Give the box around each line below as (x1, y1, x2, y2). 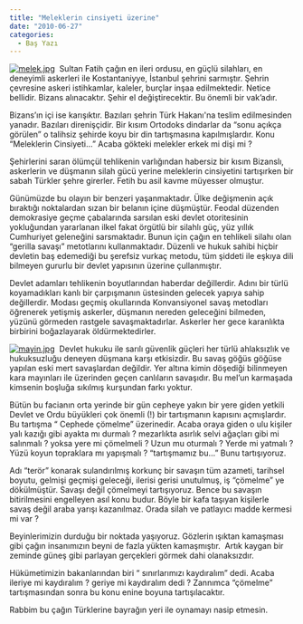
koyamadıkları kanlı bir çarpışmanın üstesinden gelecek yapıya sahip (9, 287, 265, 299)
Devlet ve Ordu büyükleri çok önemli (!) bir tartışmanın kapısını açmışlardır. (9, 409, 287, 420)
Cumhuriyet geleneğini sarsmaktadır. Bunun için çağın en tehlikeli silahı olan (9, 232, 292, 243)
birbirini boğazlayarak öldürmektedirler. (9, 326, 156, 337)
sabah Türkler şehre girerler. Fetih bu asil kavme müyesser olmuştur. (9, 176, 264, 187)
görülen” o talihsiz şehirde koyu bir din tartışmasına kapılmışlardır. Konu (9, 129, 276, 140)
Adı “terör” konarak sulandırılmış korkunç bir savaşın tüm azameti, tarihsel (9, 466, 285, 476)
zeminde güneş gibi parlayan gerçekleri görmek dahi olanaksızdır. (9, 550, 255, 562)
